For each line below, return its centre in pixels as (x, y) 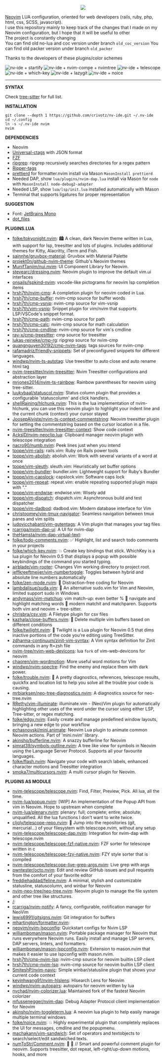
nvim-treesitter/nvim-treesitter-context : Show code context (73, 430)
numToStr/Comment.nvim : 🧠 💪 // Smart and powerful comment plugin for (86, 1044)
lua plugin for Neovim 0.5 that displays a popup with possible (74, 556)
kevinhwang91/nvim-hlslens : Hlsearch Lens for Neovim (68, 980)
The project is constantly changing (41, 38)
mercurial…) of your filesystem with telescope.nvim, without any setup (84, 828)
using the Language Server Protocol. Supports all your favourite (77, 751)
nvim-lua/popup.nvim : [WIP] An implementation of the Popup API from (84, 801)
